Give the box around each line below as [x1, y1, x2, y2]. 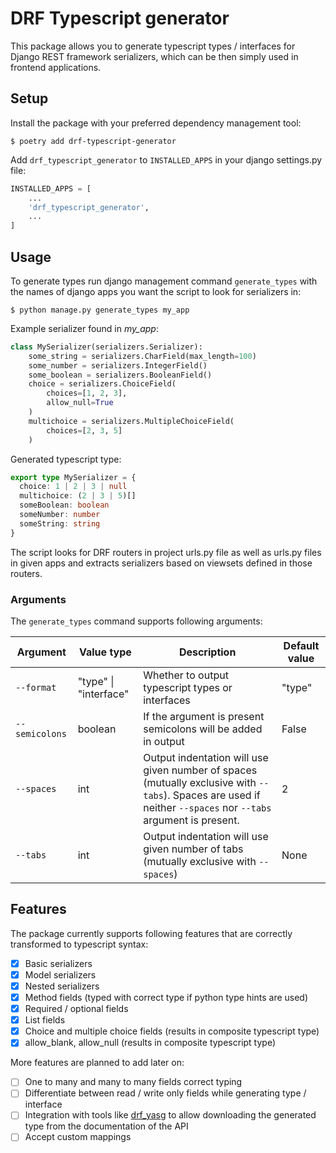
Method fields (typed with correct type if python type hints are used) [24, 991, 309, 1003]
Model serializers [24, 968, 97, 981]
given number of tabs [143, 842, 244, 856]
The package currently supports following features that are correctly [10, 927, 293, 939]
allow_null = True [46, 398, 114, 408]
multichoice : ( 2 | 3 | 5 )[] [19, 491, 137, 501]
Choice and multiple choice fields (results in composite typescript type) [24, 1025, 320, 1037]
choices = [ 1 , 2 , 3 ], [46, 388, 128, 399]
